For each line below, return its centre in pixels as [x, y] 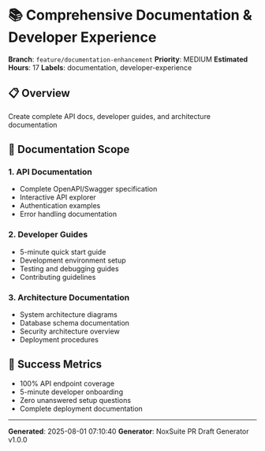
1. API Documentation [50, 172]
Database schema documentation [75, 323]
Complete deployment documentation [81, 408]
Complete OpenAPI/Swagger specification [88, 189]
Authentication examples [60, 206]
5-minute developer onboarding [71, 392]
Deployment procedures [59, 340]
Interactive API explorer [58, 197]
